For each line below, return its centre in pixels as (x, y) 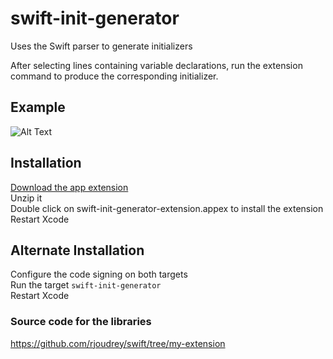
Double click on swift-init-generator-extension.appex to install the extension (167, 208)
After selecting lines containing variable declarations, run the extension (156, 65)
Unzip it (26, 198)
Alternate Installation (77, 250)
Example (38, 107)
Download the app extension (69, 187)
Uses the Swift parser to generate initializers (101, 46)
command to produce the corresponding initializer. (114, 76)
